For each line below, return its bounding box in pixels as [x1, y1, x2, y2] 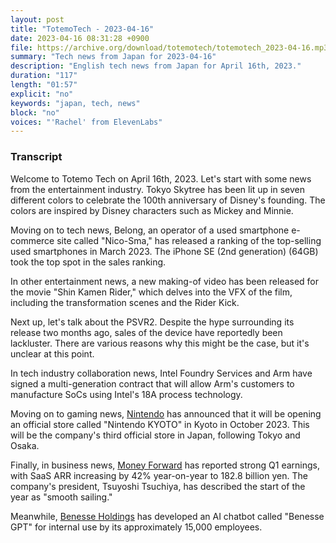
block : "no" [10, 107, 60, 118]
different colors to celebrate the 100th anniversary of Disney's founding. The [10, 194, 326, 206]
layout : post [10, 14, 65, 25]
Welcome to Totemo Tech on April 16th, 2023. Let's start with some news [10, 172, 312, 185]
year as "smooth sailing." [10, 491, 113, 503]
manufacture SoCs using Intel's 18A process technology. [10, 388, 243, 400]
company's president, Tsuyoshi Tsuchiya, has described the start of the [10, 480, 306, 492]
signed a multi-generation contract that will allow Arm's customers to [10, 377, 295, 390]
